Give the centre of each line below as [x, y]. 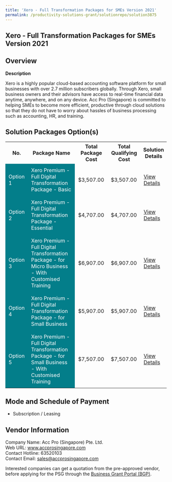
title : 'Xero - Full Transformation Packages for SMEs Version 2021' [81, 10]
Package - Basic [51, 189]
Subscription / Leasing [36, 414]
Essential [42, 227]
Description [18, 73]
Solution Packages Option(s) [52, 132]
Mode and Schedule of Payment [57, 401]
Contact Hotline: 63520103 [34, 453]
